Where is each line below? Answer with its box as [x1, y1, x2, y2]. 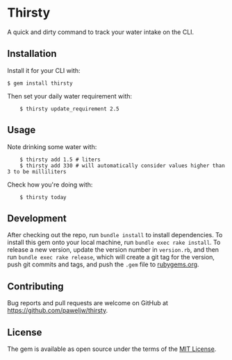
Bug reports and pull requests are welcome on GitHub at [7, 299, 169, 307]
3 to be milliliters [7, 168, 67, 175]
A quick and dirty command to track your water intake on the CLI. [7, 28, 194, 36]
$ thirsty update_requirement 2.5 [19, 105, 119, 112]
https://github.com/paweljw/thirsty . [7, 307, 108, 315]
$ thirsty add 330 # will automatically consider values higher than [19, 162, 226, 169]
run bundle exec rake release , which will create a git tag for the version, [7, 253, 215, 262]
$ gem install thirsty [7, 80, 73, 87]
